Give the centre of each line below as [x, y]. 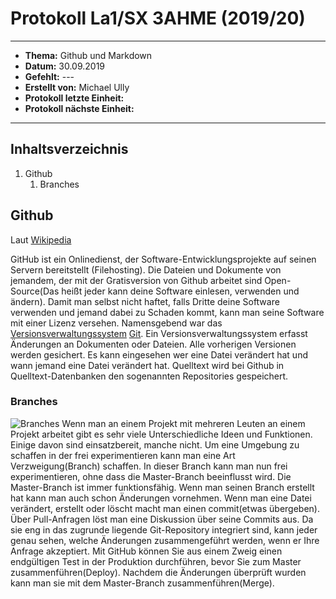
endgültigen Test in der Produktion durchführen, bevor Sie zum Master [156, 561]
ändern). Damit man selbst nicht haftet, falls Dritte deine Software [145, 301]
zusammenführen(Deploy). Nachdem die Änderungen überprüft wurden [158, 572]
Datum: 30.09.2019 [65, 66]
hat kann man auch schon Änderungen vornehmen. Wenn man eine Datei [161, 498]
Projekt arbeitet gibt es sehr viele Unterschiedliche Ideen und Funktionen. [161, 434]
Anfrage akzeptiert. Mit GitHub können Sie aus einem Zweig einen [146, 551]
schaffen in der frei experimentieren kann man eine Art [123, 455]
